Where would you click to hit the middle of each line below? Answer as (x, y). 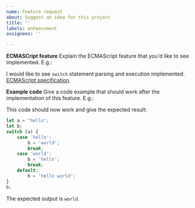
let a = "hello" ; (28, 121)
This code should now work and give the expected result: (77, 110)
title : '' (18, 23)
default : (28, 170)
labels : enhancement (32, 28)
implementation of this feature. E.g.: (50, 98)
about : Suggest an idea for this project (58, 17)
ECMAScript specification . (38, 80)
